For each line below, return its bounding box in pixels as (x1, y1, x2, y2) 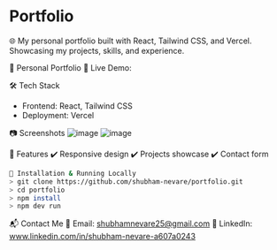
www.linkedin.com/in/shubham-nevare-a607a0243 (9, 231, 196, 242)
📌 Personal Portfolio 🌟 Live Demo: (9, 62, 133, 72)
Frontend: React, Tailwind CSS (21, 100, 133, 111)
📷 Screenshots (9, 127, 65, 138)
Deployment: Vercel (21, 110, 95, 120)
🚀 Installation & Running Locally (9, 169, 137, 178)
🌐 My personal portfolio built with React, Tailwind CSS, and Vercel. (9, 35, 252, 46)
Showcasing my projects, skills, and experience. (9, 45, 185, 56)
